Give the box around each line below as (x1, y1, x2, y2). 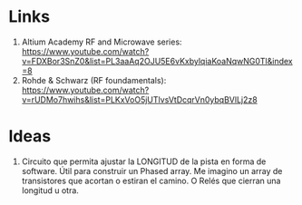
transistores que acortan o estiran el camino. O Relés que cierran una (21, 175, 281, 186)
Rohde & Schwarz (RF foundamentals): (21, 74, 167, 85)
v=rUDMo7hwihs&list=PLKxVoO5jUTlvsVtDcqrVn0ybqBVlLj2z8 (21, 93, 258, 105)
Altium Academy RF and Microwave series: (21, 36, 182, 47)
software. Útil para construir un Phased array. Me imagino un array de (21, 165, 283, 176)
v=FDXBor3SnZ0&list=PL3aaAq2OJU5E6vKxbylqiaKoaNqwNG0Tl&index (21, 55, 293, 66)
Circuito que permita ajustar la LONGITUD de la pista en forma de (21, 156, 267, 167)
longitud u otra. (21, 184, 79, 196)
